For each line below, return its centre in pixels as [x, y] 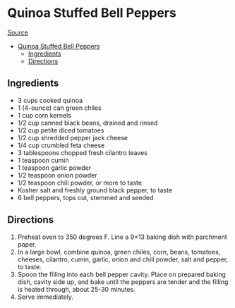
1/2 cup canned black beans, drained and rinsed [88, 123]
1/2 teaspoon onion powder [57, 175]
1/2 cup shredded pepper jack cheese [73, 137]
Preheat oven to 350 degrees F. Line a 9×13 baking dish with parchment [122, 237]
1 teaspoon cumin [43, 160]
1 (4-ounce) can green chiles [59, 108]
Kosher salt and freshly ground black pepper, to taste [95, 190]
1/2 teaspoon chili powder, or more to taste [80, 183]
